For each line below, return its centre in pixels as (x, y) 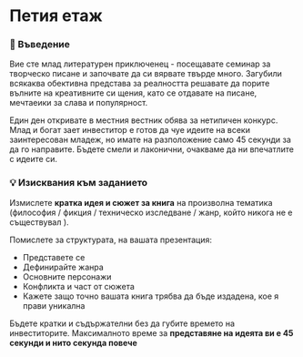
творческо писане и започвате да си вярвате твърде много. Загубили (146, 74)
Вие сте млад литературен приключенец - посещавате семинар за (140, 64)
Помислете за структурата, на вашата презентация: (111, 240)
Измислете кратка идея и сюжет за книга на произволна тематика (141, 202)
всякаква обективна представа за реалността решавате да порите (140, 84)
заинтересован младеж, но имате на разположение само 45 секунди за (150, 140)
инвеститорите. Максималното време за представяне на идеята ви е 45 (151, 332)
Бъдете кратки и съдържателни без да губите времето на (122, 323)
